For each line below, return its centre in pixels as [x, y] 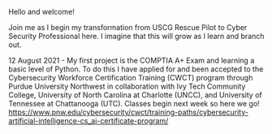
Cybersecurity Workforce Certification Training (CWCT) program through [131, 78]
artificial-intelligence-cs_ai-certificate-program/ [89, 121]
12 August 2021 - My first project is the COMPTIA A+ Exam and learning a [132, 61]
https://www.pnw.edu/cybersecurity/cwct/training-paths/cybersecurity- [129, 112]
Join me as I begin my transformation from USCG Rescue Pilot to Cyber [128, 27]
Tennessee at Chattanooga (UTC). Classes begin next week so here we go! [134, 104]
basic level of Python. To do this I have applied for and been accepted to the [136, 69]
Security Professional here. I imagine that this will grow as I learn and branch [136, 36]
